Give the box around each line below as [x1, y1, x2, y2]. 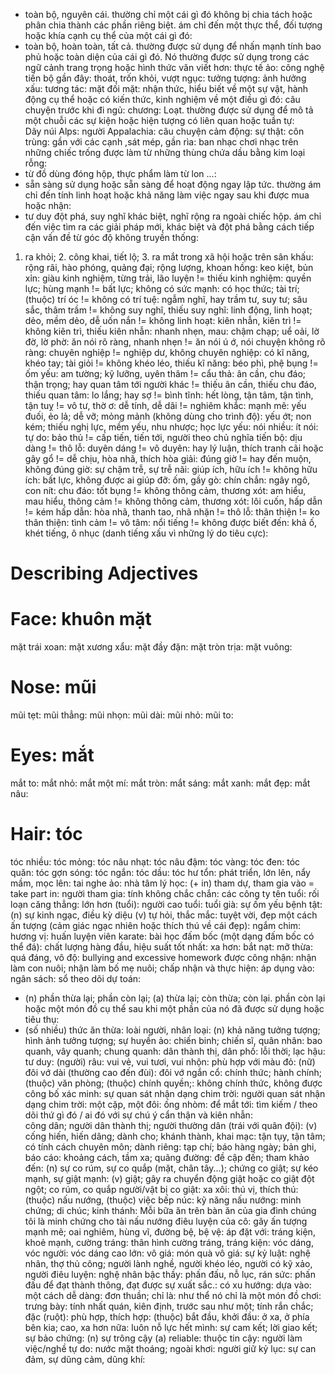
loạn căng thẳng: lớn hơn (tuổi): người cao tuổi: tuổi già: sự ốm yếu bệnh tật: [10, 898, 323, 910]
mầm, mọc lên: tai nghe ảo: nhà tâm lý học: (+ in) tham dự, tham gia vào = [10, 877, 315, 889]
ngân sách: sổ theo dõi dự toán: [10, 972, 142, 984]
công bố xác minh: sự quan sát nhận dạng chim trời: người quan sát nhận [24, 1087, 326, 1099]
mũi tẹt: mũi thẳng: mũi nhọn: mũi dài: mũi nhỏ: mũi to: [10, 709, 234, 721]
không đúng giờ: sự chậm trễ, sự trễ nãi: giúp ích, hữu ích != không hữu [24, 464, 318, 475]
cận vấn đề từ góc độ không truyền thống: [24, 232, 199, 243]
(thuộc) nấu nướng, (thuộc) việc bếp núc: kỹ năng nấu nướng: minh [24, 1194, 302, 1206]
